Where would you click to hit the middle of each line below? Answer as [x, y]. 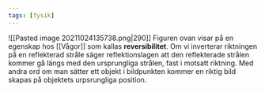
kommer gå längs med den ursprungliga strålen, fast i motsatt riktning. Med [131, 63]
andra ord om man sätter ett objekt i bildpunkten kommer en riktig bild [122, 71]
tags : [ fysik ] [32, 15]
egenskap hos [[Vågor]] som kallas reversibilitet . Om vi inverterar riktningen [133, 46]
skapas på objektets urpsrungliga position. [78, 79]
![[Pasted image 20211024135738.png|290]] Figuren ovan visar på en [121, 38]
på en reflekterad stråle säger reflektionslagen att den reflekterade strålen [129, 54]
